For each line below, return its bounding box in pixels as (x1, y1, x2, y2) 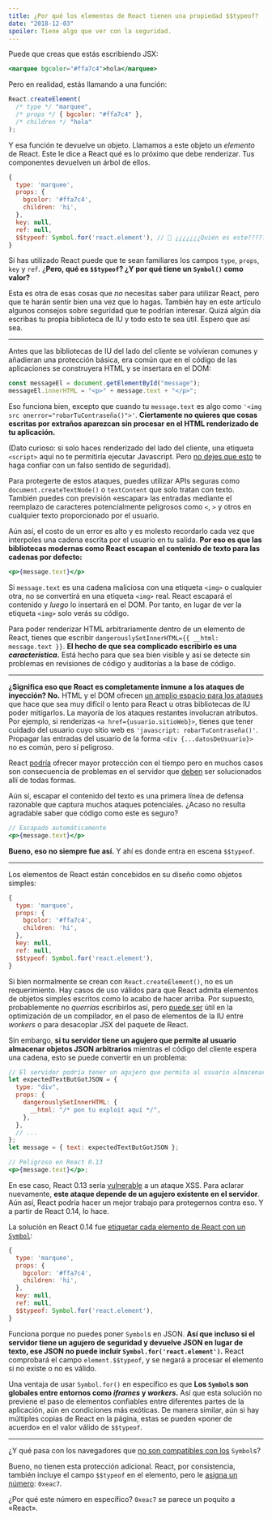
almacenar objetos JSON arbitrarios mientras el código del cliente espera (8, 1044, 257, 1053)
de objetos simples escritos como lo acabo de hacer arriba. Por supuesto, (8, 993, 255, 1003)
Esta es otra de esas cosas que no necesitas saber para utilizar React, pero (8, 289, 260, 299)
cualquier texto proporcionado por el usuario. (8, 510, 159, 520)
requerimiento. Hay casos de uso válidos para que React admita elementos (8, 985, 259, 995)
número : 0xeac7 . (8, 1478, 62, 1488)
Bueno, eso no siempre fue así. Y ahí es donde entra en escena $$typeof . (8, 846, 255, 856)
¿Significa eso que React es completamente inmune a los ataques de (8, 682, 244, 691)
